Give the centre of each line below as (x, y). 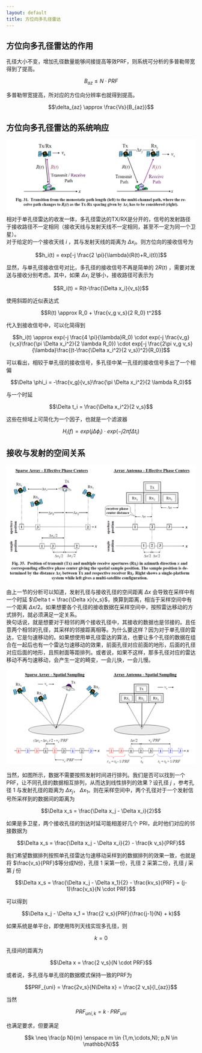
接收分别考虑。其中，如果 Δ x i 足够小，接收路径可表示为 (85, 276)
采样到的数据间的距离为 (46, 799)
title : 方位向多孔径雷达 (34, 19)
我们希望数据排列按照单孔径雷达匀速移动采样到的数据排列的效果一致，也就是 (101, 855)
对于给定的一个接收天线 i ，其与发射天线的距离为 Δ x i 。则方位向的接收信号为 (100, 243)
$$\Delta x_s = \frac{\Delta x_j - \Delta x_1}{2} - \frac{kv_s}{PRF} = (97, 882)
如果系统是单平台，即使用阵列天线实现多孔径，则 (67, 926)
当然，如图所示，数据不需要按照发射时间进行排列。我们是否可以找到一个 (96, 775)
